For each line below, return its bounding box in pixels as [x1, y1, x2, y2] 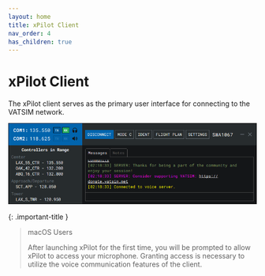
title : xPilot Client [8, 21, 80, 29]
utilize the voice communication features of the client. [27, 259, 203, 269]
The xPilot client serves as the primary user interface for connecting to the [8, 99, 251, 108]
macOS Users [27, 227, 73, 236]
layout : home [8, 13, 51, 21]
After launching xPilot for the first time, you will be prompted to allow [27, 242, 251, 252]
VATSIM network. [8, 108, 65, 117]
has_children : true [8, 38, 73, 46]
